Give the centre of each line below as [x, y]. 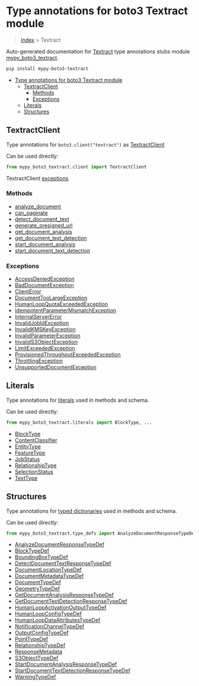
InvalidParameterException [48, 336]
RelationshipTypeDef [40, 646]
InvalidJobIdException [42, 323]
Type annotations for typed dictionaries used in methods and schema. [92, 511]
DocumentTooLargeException [51, 298]
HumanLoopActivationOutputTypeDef [60, 608]
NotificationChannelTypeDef [49, 627]
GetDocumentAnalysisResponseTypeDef [64, 595]
